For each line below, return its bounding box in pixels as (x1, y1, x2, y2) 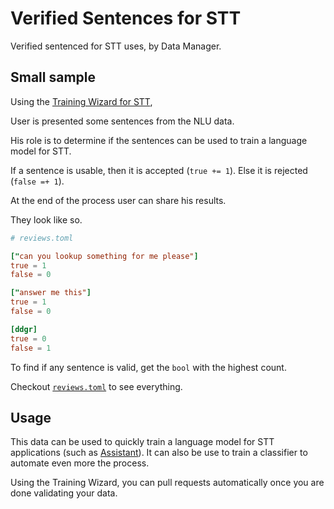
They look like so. (10, 213, 83, 226)
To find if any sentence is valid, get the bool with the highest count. (10, 361, 287, 373)
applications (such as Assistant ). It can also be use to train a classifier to (10, 447, 308, 459)
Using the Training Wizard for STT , (10, 95, 153, 107)
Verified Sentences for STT (10, 7, 242, 30)
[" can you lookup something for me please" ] (10, 251, 199, 261)
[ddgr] (10, 324, 38, 334)
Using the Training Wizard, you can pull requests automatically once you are (10, 477, 325, 489)
